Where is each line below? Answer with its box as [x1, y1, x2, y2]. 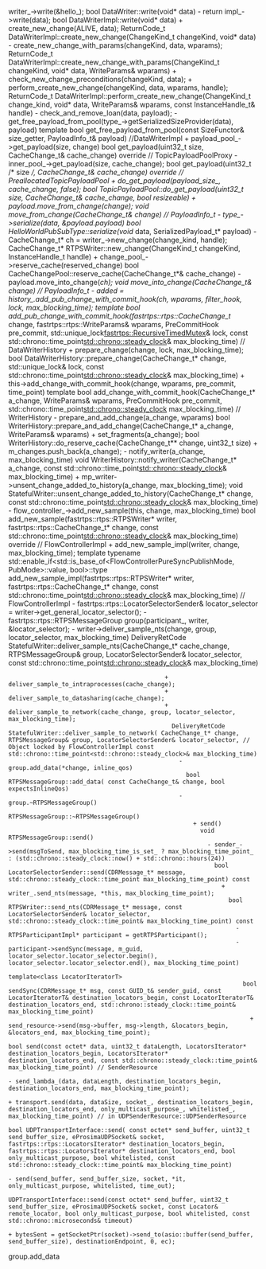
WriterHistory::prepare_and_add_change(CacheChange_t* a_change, [8, 421, 234, 431]
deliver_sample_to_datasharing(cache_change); [8, 694, 165, 702]
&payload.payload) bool [61, 218, 141, 228]
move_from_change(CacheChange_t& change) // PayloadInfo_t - [8, 210, 221, 219]
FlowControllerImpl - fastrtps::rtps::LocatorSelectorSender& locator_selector [8, 599, 258, 608]
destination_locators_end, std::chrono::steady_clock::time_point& [8, 1001, 237, 1009]
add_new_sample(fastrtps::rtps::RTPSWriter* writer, [8, 514, 177, 524]
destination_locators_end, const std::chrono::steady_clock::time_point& [8, 1056, 258, 1064]
